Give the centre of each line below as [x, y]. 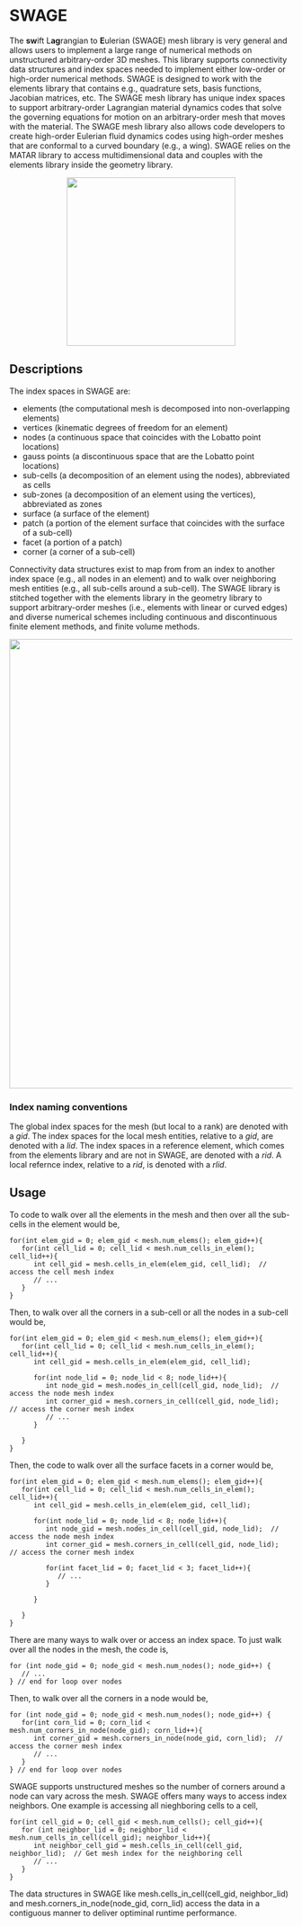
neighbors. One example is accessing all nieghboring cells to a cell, [134, 1805]
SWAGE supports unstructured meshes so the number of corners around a [147, 1786]
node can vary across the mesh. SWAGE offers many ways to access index [148, 1796]
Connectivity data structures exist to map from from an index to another [142, 569]
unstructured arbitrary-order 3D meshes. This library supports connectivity [148, 59]
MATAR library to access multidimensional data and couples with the [136, 155]
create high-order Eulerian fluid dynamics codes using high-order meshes [147, 136]
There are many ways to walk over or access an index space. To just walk [146, 1639]
